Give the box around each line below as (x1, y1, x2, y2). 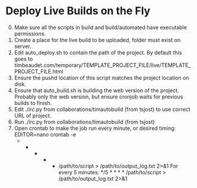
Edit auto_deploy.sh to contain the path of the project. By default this (14, 49, 182, 56)
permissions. (14, 30, 46, 37)
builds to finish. (14, 99, 52, 106)
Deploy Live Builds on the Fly (5, 4, 151, 18)
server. (14, 43, 32, 50)
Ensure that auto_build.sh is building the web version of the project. (14, 87, 179, 94)
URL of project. (14, 111, 52, 119)
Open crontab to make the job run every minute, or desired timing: (14, 125, 176, 132)
